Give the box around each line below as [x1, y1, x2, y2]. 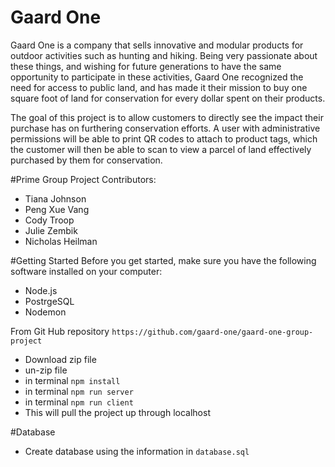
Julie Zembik [24, 224, 78, 236]
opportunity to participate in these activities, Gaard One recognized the [10, 71, 304, 83]
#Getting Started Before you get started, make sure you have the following [10, 254, 317, 266]
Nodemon [24, 306, 67, 318]
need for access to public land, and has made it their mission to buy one [10, 81, 308, 93]
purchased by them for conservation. [10, 154, 163, 166]
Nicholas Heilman [24, 235, 98, 247]
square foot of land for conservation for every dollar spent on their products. [10, 92, 326, 104]
